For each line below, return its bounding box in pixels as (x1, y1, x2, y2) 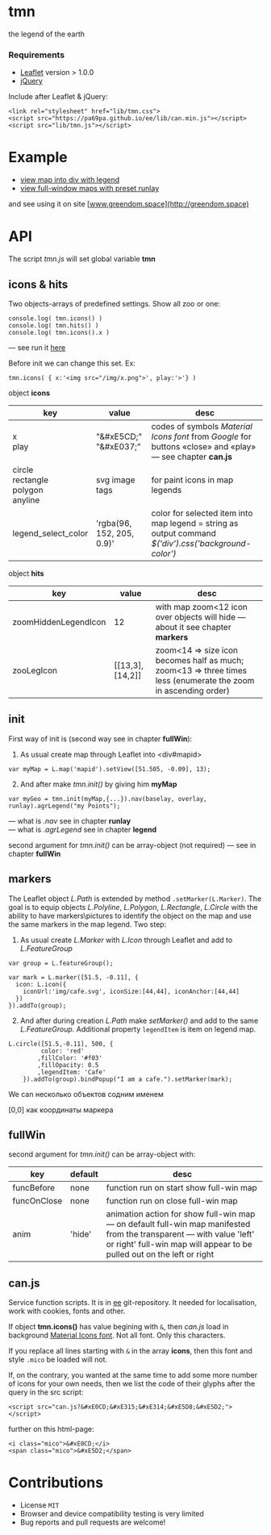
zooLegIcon (12, 665, 58, 676)
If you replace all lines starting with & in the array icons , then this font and (8, 1346, 252, 1356)
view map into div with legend (19, 175, 119, 185)
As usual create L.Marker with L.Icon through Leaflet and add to (19, 935, 233, 945)
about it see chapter (155, 621, 231, 632)
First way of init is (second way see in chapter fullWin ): (8, 733, 193, 744)
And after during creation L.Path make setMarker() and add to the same (19, 1016, 259, 1025)
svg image (95, 474, 135, 486)
